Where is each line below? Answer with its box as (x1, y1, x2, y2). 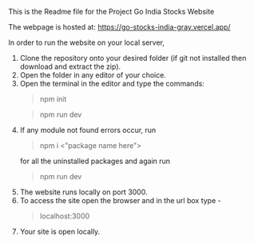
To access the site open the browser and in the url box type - (19, 196, 221, 205)
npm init (39, 94, 67, 103)
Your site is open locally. (19, 227, 101, 236)
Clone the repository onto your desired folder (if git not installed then (19, 54, 247, 62)
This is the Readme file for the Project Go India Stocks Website (8, 7, 215, 16)
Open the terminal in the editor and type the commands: (19, 79, 205, 88)
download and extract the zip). (19, 62, 121, 71)
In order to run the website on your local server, (8, 38, 165, 47)
